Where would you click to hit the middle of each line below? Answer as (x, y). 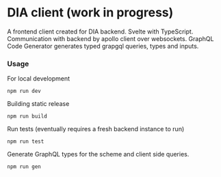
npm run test (26, 141)
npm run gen (24, 167)
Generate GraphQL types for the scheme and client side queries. (98, 154)
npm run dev (24, 91)
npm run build (27, 117)
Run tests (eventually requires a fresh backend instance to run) (96, 129)
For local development (39, 79)
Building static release (38, 104)
